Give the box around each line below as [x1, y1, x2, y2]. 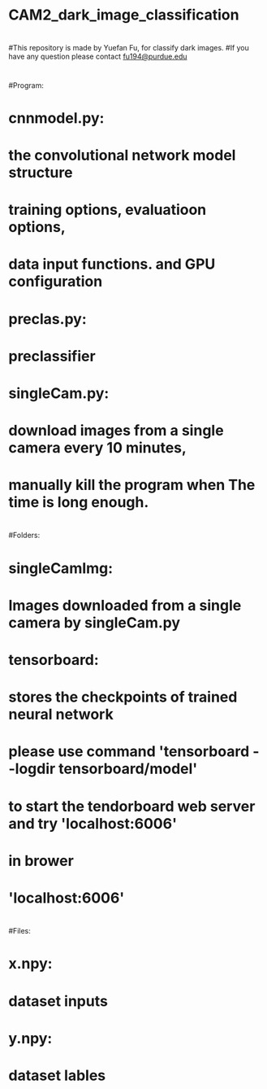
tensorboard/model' [58, 759, 198, 778]
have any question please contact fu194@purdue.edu [8, 51, 187, 62]
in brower [8, 851, 75, 870]
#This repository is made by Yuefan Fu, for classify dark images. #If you [8, 43, 250, 53]
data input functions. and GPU [8, 255, 216, 273]
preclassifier [8, 347, 96, 365]
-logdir [8, 759, 56, 778]
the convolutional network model [8, 146, 236, 164]
